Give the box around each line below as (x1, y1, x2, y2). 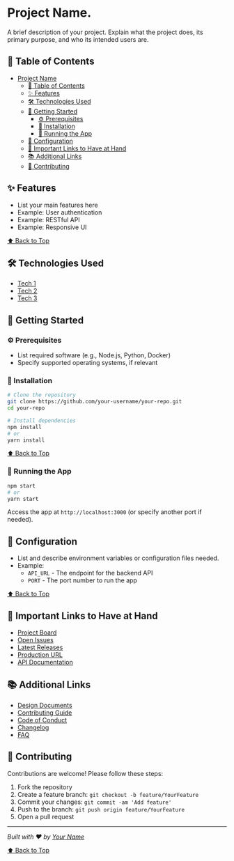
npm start (7, 482, 36, 489)
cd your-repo (7, 405, 45, 412)
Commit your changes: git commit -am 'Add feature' (17, 798, 172, 806)
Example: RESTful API (17, 215, 80, 224)
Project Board (17, 628, 57, 637)
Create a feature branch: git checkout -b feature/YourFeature (17, 790, 199, 798)
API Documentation (17, 658, 73, 667)
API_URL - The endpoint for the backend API (27, 569, 153, 577)
